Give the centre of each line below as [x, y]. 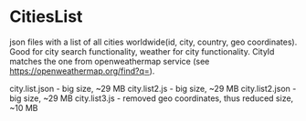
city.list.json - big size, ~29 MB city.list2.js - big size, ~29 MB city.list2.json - [153, 88]
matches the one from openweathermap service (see [110, 61]
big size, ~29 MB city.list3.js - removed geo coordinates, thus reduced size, [152, 98]
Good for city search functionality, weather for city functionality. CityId [142, 51]
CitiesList [46, 17]
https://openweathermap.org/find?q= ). [82, 71]
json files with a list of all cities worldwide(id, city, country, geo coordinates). [153, 42]
